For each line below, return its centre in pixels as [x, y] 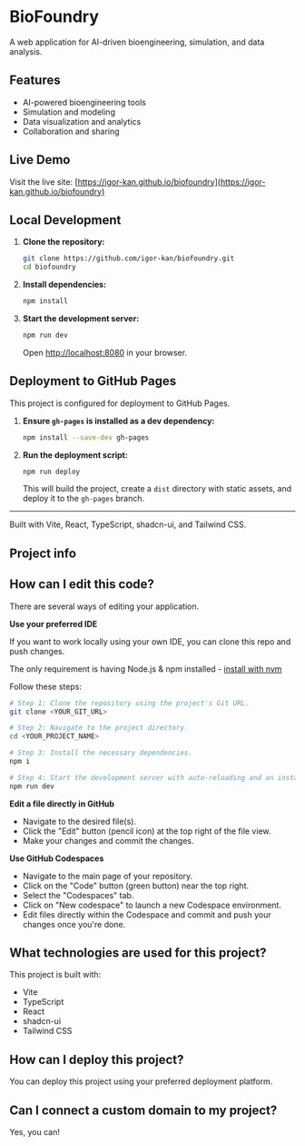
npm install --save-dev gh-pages [86, 437]
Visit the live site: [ [44, 182]
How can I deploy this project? [97, 1059]
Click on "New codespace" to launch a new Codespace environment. [152, 905]
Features [35, 81]
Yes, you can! [35, 1132]
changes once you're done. [74, 924]
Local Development [65, 220]
